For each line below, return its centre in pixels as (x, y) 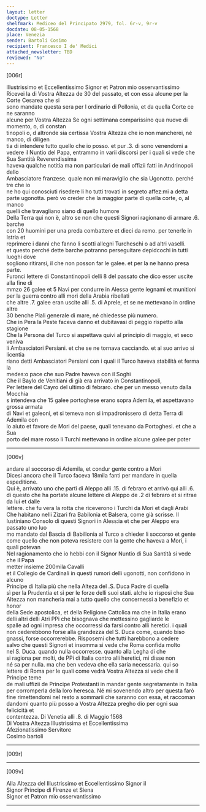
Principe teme (24, 677)
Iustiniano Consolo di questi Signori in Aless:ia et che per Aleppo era (93, 521)
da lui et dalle (23, 501)
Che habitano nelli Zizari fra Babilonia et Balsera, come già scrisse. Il (93, 514)
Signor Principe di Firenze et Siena (50, 790)
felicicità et (20, 710)
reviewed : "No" (26, 58)
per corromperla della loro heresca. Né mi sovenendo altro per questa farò (100, 690)
